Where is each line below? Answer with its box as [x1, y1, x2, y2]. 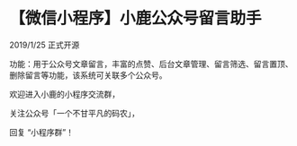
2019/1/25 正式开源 [9, 39, 80, 50]
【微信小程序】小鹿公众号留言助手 [9, 8, 263, 29]
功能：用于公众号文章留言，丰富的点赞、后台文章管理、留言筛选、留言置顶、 [9, 58, 293, 69]
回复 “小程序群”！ [9, 126, 75, 137]
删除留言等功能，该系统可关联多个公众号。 [9, 69, 167, 81]
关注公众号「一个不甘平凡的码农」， [9, 107, 139, 118]
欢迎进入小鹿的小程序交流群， [9, 89, 120, 99]
